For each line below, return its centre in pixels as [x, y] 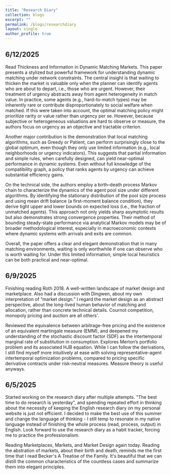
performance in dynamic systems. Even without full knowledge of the [78, 164]
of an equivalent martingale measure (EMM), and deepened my [72, 331]
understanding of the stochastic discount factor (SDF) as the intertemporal [84, 336]
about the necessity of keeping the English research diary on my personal [83, 408]
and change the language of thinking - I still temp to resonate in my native [83, 419]
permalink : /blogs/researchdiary [41, 24]
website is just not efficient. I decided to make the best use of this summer [83, 414]
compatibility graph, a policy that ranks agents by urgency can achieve [80, 169]
